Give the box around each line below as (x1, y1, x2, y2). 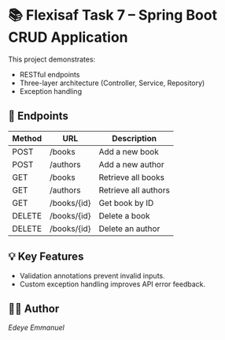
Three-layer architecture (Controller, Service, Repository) (19, 78, 205, 88)
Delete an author (98, 222, 160, 234)
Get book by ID (98, 197, 154, 208)
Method (12, 133, 42, 144)
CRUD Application (8, 28, 128, 47)
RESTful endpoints (19, 69, 80, 79)
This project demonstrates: (8, 54, 96, 64)
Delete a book (98, 210, 150, 221)
